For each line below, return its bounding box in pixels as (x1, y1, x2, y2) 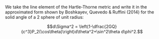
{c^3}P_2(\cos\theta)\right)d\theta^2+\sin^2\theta (21, 29, 120, 34)
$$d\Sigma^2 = (47, 24, 78, 29)
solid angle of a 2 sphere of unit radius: (5, 14, 84, 20)
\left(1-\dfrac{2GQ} (79, 24, 117, 29)
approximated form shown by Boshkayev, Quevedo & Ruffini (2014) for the (5, 9, 155, 15)
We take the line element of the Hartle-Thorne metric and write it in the (5, 4, 147, 10)
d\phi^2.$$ (121, 29, 143, 34)
